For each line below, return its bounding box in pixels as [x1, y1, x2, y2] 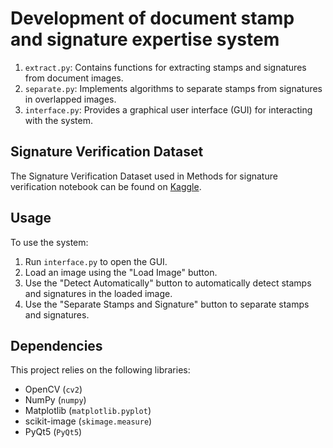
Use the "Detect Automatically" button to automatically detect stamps [24, 277, 312, 289]
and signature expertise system [10, 28, 280, 51]
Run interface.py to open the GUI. [24, 255, 168, 267]
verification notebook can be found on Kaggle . [10, 180, 202, 192]
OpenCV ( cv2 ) [24, 383, 83, 396]
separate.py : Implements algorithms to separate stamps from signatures [24, 82, 323, 94]
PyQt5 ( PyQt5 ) [24, 426, 83, 438]
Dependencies [10, 337, 103, 354]
